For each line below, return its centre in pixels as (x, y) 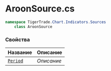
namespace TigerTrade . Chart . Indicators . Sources (56, 22)
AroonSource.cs (40, 9)
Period (15, 61)
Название (20, 52)
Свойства (17, 39)
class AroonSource (33, 26)
